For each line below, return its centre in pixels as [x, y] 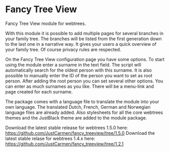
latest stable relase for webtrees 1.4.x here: [50, 138]
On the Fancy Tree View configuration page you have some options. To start [85, 59]
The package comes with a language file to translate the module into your [82, 101]
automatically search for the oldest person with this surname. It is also [79, 70]
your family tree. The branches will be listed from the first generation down [83, 39]
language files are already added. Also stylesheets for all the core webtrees [84, 112]
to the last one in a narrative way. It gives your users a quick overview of [81, 44]
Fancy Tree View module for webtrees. [46, 23]
